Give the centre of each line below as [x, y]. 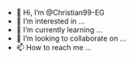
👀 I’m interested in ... [50, 21]
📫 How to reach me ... [54, 47]
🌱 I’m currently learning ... [59, 30]
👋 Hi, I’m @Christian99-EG [60, 13]
